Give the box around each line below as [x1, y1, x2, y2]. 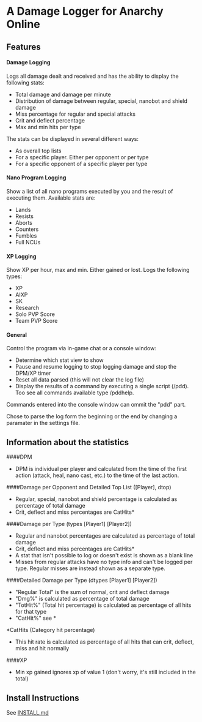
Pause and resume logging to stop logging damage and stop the [15, 363, 177, 370]
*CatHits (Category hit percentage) [6, 626, 95, 634]
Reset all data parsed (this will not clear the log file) [15, 376, 145, 383]
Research [15, 304, 40, 312]
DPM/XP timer [15, 369, 51, 377]
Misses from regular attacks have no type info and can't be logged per [15, 558, 193, 566]
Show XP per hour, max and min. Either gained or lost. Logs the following [6, 266, 190, 274]
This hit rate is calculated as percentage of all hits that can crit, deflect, [15, 638, 194, 645]
